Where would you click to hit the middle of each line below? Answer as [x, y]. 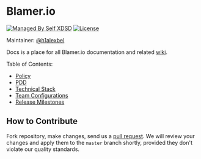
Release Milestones [40, 102]
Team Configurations [42, 95]
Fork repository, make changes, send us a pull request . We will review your [101, 136]
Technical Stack [35, 89]
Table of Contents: [30, 64]
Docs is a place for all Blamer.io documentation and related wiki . [87, 52]
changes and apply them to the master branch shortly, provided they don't [100, 142]
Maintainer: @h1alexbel [35, 40]
